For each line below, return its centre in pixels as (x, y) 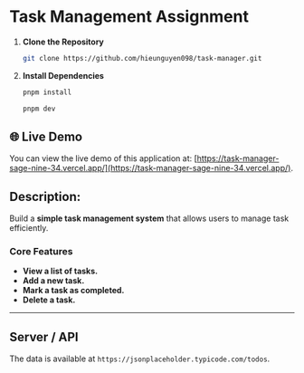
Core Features (41, 252)
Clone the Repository (63, 42)
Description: (45, 196)
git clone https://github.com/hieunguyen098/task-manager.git (142, 58)
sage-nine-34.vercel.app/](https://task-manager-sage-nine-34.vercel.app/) (150, 168)
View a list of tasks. (60, 271)
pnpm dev (39, 109)
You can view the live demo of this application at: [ (103, 158)
